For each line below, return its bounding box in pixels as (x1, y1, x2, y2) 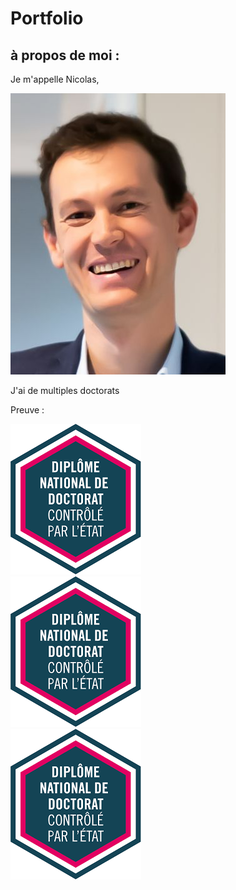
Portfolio (10, 7, 84, 30)
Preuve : (10, 404, 45, 416)
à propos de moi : (10, 47, 120, 64)
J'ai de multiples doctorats (10, 385, 120, 396)
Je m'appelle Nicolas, (10, 73, 100, 85)
